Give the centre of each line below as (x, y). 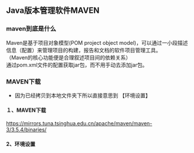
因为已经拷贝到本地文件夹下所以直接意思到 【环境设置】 (83, 95)
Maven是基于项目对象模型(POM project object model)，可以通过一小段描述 (97, 42)
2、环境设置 (21, 144)
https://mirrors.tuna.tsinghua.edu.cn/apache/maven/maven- (79, 124)
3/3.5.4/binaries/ (27, 130)
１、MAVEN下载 (26, 110)
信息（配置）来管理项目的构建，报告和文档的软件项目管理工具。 (83, 50)
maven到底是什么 (31, 29)
